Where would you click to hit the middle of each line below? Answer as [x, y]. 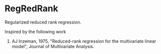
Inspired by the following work [35, 31]
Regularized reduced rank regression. [43, 22]
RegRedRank [31, 9]
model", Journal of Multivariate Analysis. [53, 46]
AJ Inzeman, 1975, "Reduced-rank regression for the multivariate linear [84, 41]
